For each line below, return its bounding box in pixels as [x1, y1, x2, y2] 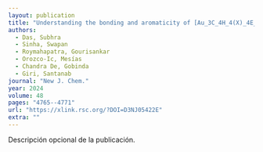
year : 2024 [8, 84, 44, 92]
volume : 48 [8, 92, 44, 100]
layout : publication [8, 11, 76, 20]
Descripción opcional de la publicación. [8, 135, 135, 144]
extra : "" [8, 114, 41, 121]
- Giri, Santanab [15, 70, 72, 78]
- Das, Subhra [15, 33, 61, 42]
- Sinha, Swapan [15, 41, 68, 49]
